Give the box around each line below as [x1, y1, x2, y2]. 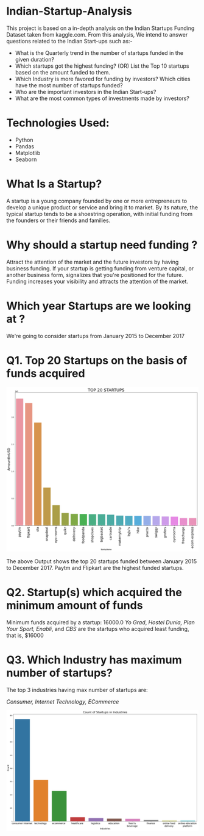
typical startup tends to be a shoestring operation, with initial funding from [6, 210, 193, 217]
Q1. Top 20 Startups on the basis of [6, 353, 188, 367]
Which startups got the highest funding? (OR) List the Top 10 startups [15, 62, 189, 70]
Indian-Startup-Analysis [6, 4, 133, 18]
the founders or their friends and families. [6, 217, 111, 224]
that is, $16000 [6, 632, 44, 639]
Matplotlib [15, 149, 41, 156]
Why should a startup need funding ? [6, 238, 198, 251]
